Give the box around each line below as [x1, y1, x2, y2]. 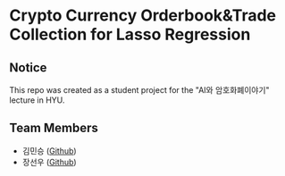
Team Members [9, 121, 98, 136]
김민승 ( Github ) [21, 145, 78, 156]
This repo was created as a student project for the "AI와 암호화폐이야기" [9, 85, 270, 95]
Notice [9, 60, 47, 75]
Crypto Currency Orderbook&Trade [9, 5, 277, 26]
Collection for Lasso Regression [9, 24, 251, 45]
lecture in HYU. [9, 95, 65, 105]
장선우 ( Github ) [21, 156, 78, 167]
